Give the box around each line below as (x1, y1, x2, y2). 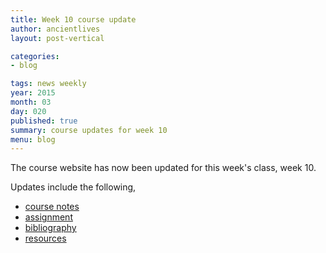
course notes (24, 201, 80, 213)
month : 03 (10, 97, 52, 107)
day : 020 (10, 106, 47, 116)
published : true (10, 116, 78, 126)
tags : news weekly (10, 79, 87, 89)
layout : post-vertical (10, 33, 105, 43)
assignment (24, 211, 73, 223)
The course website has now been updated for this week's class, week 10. (10, 162, 317, 174)
